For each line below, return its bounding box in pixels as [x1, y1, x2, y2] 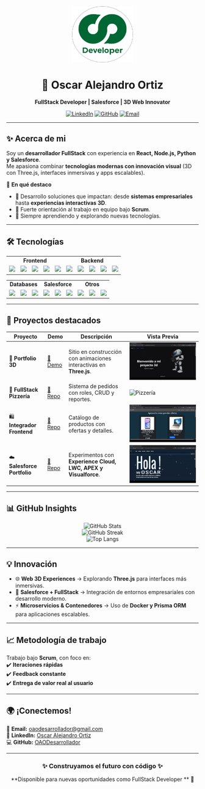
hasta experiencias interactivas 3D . [15, 199, 107, 207]
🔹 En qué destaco [6, 181, 52, 188]
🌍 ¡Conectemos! [6, 706, 72, 716]
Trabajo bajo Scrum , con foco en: [6, 654, 92, 661]
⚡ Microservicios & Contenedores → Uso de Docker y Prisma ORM [15, 602, 187, 609]
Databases [9, 281, 38, 288]
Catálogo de [68, 414, 99, 421]
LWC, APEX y [68, 464, 104, 472]
